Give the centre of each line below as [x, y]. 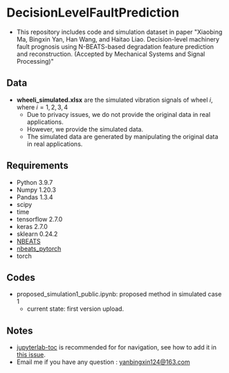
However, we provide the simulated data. [85, 129]
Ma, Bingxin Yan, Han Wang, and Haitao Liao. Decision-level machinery [118, 39]
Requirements [37, 166]
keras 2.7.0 [32, 226]
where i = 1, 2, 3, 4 [42, 107]
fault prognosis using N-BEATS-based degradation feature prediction [115, 46]
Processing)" [35, 61]
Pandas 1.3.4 [35, 197]
